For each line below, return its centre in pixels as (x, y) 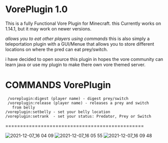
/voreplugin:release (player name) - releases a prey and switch (78, 103)
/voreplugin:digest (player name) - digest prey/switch (68, 98)
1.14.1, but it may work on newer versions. (48, 28)
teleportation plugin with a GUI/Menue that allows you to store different (80, 44)
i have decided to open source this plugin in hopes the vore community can (84, 59)
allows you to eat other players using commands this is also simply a (78, 39)
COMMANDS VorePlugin (58, 85)
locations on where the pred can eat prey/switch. (57, 49)
